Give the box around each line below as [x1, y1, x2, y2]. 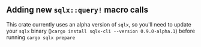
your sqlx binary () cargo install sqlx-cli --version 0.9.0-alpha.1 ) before [6, 27, 196, 34]
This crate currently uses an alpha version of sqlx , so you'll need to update [6, 20, 192, 28]
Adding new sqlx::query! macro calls [6, 5, 149, 15]
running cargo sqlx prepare [6, 33, 76, 41]
